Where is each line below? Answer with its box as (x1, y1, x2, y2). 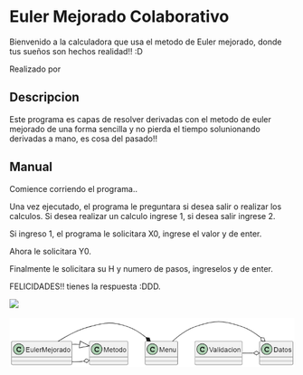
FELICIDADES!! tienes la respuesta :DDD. (9, 281, 161, 292)
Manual (9, 159, 52, 175)
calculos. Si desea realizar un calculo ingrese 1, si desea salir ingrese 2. (9, 210, 276, 221)
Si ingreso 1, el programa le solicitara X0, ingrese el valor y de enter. (9, 228, 262, 239)
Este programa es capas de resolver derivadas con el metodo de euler (9, 113, 271, 124)
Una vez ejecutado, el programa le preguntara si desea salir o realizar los (9, 201, 282, 212)
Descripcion (9, 90, 80, 105)
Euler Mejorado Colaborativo (9, 6, 230, 27)
